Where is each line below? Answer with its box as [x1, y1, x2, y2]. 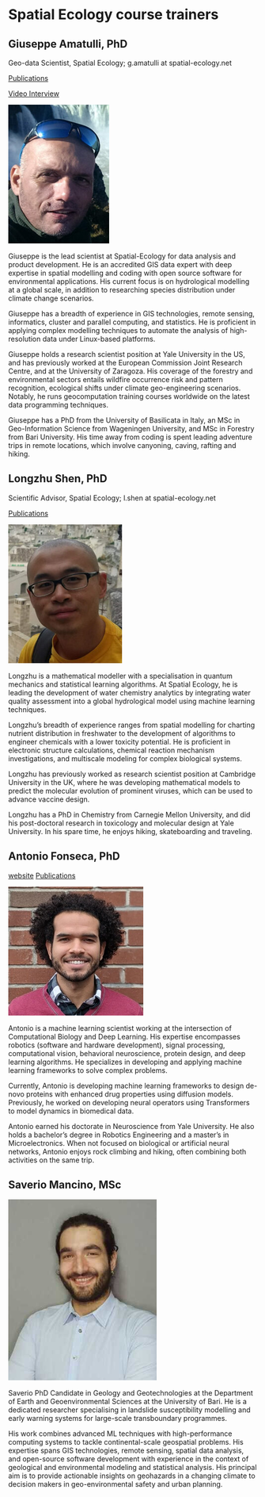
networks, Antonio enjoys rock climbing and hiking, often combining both [8, 1147, 247, 1156]
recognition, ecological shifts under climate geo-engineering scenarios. [8, 383, 241, 392]
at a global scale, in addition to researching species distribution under [8, 285, 236, 294]
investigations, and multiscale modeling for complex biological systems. [8, 753, 243, 763]
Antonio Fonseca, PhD [8, 850, 120, 863]
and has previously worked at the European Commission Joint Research [8, 358, 243, 367]
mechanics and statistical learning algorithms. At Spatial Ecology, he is [8, 680, 238, 689]
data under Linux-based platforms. [42, 335, 156, 343]
